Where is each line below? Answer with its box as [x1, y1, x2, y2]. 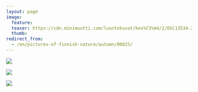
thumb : [11, 31, 28, 37]
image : [6, 14, 22, 20]
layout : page [6, 8, 38, 15]
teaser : [11, 25, 31, 31]
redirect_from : [6, 36, 44, 42]
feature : [11, 19, 33, 25]
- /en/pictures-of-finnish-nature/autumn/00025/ [11, 42, 133, 48]
